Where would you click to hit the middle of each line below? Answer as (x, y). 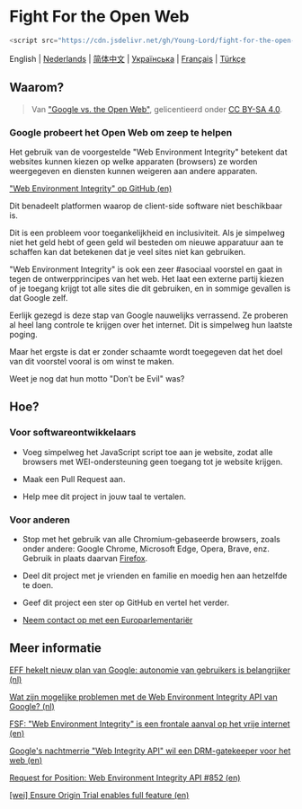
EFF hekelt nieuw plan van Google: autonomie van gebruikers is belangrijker (150, 670)
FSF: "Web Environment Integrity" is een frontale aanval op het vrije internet (150, 724)
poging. (23, 334)
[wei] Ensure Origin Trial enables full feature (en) (99, 795)
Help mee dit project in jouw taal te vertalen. (104, 497)
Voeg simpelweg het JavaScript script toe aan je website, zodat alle (147, 452)
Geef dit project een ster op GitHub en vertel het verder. (125, 602)
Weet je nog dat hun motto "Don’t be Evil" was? (97, 378)
